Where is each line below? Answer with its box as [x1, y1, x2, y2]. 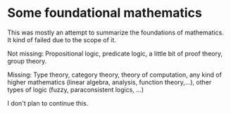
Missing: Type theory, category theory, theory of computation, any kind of [7, 70, 222, 79]
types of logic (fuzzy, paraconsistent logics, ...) [7, 85, 144, 94]
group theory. [7, 56, 47, 65]
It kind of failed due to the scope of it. [7, 35, 116, 44]
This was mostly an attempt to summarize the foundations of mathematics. [7, 28, 224, 37]
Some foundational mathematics [7, 5, 202, 21]
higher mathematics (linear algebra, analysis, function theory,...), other [7, 77, 212, 86]
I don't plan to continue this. [7, 99, 89, 107]
